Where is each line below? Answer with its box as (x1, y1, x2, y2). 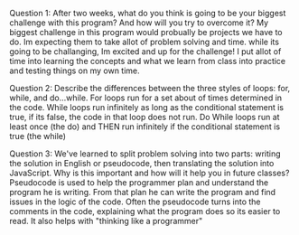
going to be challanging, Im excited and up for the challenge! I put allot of (9, 46, 282, 57)
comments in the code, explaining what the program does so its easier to (9, 206, 281, 216)
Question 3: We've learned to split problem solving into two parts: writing (9, 148, 282, 159)
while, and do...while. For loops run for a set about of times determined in (9, 92, 283, 103)
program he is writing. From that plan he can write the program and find (9, 187, 276, 197)
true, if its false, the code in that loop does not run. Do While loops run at (9, 112, 280, 122)
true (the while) (9, 131, 66, 141)
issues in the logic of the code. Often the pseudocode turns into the (9, 196, 261, 207)
